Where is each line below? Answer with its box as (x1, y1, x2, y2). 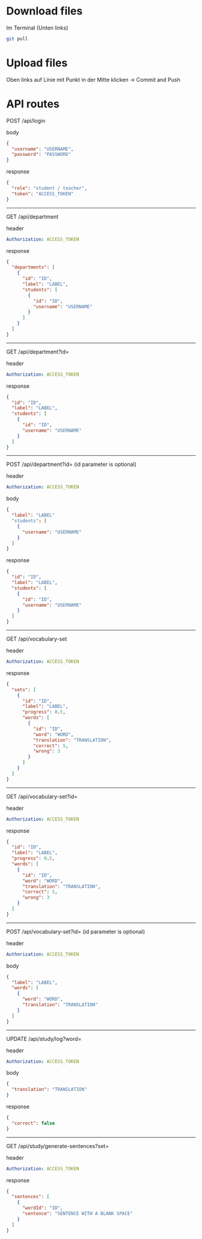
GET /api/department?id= (6, 348, 69, 355)
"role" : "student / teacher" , (11, 185, 87, 191)
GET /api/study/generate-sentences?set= (6, 1142, 109, 1149)
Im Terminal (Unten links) (6, 24, 69, 31)
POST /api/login (6, 117, 46, 124)
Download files (6, 4, 83, 18)
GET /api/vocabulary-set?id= (6, 793, 78, 800)
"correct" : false (11, 1120, 55, 1126)
